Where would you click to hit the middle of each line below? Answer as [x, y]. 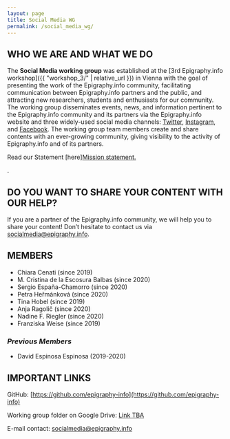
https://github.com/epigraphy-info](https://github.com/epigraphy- [126, 394]
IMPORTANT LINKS [49, 378]
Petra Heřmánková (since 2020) [63, 294]
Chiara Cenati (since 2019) [55, 272]
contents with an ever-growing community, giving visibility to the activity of [114, 137]
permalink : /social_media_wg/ [51, 26]
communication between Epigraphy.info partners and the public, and [104, 93]
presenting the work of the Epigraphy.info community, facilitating [99, 85]
